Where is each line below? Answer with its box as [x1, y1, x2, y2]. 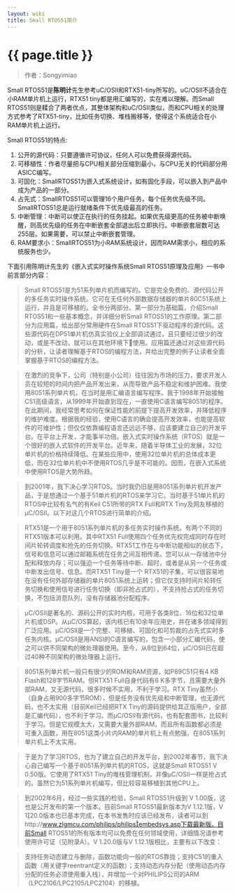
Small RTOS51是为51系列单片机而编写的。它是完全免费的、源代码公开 [24, 286, 224, 295]
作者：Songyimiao [24, 71, 78, 79]
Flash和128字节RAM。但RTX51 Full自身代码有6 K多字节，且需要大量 [24, 676, 220, 685]
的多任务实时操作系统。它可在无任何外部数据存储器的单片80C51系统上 [24, 295, 227, 303]
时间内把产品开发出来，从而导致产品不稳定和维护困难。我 [55, 380, 221, 388]
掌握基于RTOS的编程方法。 [24, 356, 103, 365]
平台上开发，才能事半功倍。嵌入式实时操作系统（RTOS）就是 [43, 432, 219, 441]
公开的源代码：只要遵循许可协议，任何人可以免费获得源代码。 [17, 151, 196, 159]
